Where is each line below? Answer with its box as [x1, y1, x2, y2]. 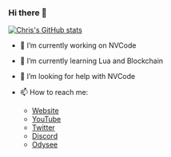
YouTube [31, 115, 62, 124]
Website [31, 106, 59, 116]
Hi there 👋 [8, 7, 48, 18]
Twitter [31, 123, 56, 132]
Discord [31, 131, 58, 141]
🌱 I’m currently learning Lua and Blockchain [19, 56, 164, 66]
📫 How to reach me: [19, 88, 89, 97]
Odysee [31, 139, 58, 150]
